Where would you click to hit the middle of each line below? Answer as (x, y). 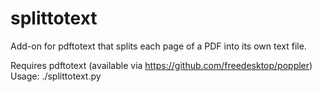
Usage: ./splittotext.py (56, 76)
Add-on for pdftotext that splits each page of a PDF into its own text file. (158, 46)
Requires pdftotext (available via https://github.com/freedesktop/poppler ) (161, 65)
